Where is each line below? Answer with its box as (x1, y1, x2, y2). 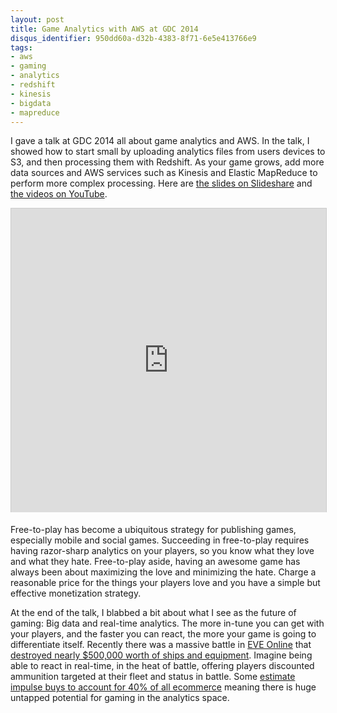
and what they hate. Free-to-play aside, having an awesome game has (10, 556, 301, 568)
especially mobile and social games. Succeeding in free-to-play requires (10, 534, 310, 546)
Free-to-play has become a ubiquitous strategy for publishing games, (10, 524, 297, 536)
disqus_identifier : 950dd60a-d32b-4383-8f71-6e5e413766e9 (10, 33, 257, 43)
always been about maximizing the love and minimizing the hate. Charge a (10, 566, 317, 578)
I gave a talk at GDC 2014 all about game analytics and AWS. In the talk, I (10, 135, 310, 147)
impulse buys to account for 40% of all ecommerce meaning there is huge (10, 681, 317, 693)
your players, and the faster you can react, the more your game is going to (10, 628, 317, 640)
